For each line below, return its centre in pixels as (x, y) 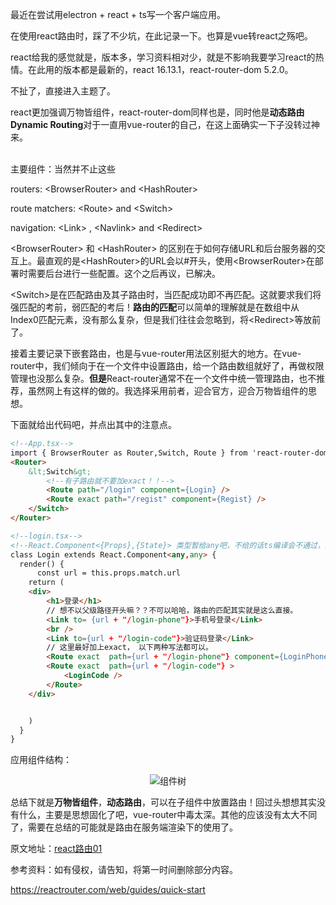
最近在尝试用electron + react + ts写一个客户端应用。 (118, 14)
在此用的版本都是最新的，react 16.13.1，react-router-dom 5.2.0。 (160, 69)
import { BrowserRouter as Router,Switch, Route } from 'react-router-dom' (171, 453)
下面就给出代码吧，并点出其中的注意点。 (93, 424)
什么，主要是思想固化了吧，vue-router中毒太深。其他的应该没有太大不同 (168, 815)
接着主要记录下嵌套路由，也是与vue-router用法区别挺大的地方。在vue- (156, 353)
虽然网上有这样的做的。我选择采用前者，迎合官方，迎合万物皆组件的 (167, 391)
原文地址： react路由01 (56, 849)
